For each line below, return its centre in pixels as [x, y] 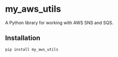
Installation [23, 38]
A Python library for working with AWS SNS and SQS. [59, 23]
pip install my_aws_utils [32, 49]
